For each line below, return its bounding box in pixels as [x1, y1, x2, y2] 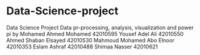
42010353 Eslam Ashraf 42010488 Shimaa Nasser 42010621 [6, 43, 158, 50]
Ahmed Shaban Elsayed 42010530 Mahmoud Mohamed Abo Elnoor [6, 36, 175, 44]
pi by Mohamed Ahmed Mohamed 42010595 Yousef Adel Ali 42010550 [6, 30, 184, 37]
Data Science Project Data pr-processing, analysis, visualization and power [6, 24, 194, 31]
